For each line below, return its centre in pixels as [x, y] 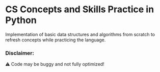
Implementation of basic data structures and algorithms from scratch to [80, 34]
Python [21, 20]
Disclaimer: [20, 53]
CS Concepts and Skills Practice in [80, 9]
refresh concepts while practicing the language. [56, 40]
